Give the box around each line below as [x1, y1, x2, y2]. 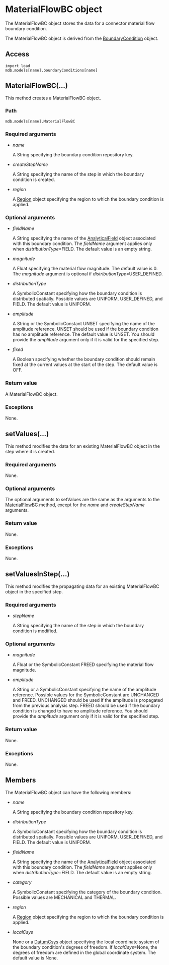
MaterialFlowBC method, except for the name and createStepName [5, 502, 145, 508]
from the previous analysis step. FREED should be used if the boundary [12, 702, 160, 709]
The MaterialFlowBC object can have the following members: [5, 789, 132, 795]
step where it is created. [5, 448, 55, 454]
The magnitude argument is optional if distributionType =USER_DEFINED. [12, 271, 163, 277]
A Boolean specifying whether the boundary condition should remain [12, 356, 155, 363]
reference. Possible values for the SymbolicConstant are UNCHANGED [12, 692, 159, 698]
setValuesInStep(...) [5, 570, 70, 578]
